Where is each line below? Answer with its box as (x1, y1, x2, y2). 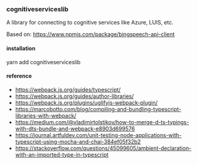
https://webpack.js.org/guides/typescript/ (15, 86, 121, 93)
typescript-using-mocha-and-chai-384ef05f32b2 (15, 138, 141, 145)
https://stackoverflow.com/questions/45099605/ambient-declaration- (15, 144, 192, 152)
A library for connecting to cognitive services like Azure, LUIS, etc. (6, 19, 174, 26)
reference (6, 72, 32, 80)
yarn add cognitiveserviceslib (6, 58, 81, 65)
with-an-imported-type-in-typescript (15, 151, 109, 158)
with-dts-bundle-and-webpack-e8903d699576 (15, 125, 136, 132)
